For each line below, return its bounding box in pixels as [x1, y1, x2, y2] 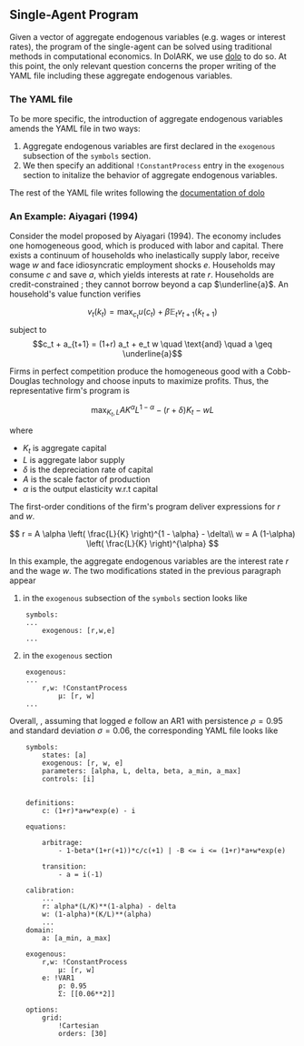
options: [25, 1005, 59, 1015]
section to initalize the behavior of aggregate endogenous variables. [22, 170, 279, 181]
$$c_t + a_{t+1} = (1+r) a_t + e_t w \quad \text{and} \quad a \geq [32, 338, 273, 349]
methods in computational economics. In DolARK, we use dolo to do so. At [9, 50, 288, 62]
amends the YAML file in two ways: [9, 123, 141, 135]
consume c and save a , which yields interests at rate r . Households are [9, 269, 275, 280]
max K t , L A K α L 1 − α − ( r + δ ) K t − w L [90, 402, 215, 418]
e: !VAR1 [42, 973, 75, 983]
